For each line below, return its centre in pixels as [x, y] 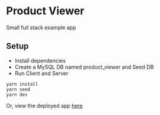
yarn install [22, 84]
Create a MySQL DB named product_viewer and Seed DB [84, 67]
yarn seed [18, 89]
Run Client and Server [41, 73]
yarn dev [17, 94]
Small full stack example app [41, 27]
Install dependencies [40, 60]
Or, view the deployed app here [44, 105]
